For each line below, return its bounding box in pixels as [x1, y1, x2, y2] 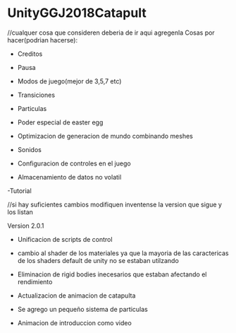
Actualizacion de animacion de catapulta [17, 291, 136, 300]
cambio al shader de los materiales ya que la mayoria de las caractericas [17, 249, 229, 257]
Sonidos [17, 145, 42, 153]
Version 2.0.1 [7, 221, 44, 230]
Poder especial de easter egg [17, 118, 104, 127]
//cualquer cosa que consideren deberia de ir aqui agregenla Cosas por [7, 28, 215, 37]
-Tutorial [7, 186, 32, 195]
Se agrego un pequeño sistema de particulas [17, 305, 148, 313]
